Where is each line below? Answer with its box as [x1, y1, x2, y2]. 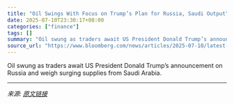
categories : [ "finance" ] [7, 23, 79, 30]
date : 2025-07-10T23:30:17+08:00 [7, 17, 104, 24]
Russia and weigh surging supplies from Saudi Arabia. [7, 69, 162, 77]
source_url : [7, 42, 42, 49]
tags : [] [7, 29, 33, 37]
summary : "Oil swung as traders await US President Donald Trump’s [7, 36, 208, 43]
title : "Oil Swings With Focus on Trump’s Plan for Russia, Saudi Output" [7, 10, 229, 17]
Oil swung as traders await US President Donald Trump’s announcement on [7, 62, 223, 69]
